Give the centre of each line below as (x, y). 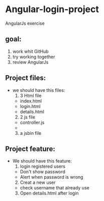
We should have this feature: (42, 161)
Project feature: (30, 149)
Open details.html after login (49, 193)
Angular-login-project (52, 9)
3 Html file (31, 95)
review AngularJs (30, 62)
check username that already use (55, 188)
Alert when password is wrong (51, 177)
